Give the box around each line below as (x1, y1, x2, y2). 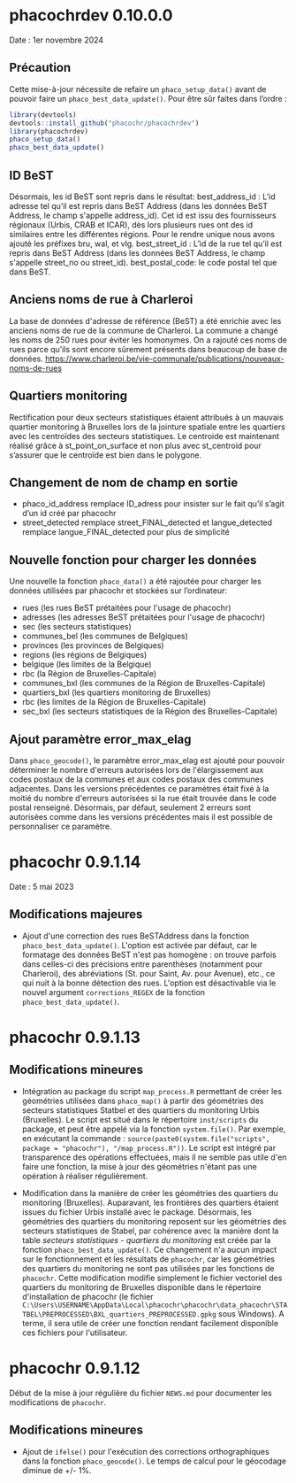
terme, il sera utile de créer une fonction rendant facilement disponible (21, 1317, 279, 1328)
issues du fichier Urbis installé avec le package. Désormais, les (21, 1206, 252, 1217)
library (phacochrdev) (9, 127, 89, 135)
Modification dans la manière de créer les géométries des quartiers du (21, 1187, 278, 1198)
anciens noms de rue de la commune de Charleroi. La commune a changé (9, 325, 278, 336)
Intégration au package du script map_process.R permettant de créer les (21, 1085, 283, 1096)
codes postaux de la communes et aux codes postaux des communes (9, 774, 264, 784)
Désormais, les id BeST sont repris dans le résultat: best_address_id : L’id (9, 191, 276, 202)
